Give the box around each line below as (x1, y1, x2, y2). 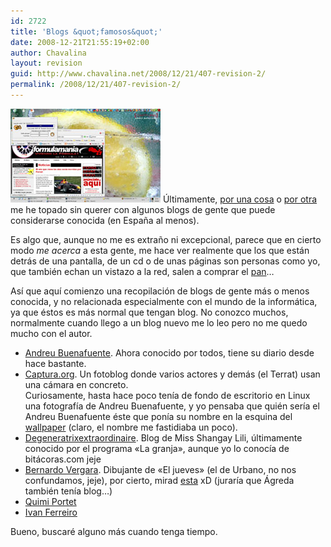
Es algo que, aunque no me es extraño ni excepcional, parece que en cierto (10, 233, 322, 245)
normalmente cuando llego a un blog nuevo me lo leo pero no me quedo (10, 316, 308, 329)
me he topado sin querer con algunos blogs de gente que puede (10, 203, 276, 215)
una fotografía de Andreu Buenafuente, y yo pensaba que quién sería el (24, 400, 320, 412)
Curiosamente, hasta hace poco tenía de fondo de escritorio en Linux (24, 389, 311, 401)
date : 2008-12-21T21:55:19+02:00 (10, 37, 150, 47)
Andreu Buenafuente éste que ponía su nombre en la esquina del (24, 410, 293, 422)
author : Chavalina (10, 48, 87, 58)
